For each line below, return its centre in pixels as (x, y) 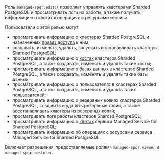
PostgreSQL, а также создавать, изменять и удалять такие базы (80, 74)
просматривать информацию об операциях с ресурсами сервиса (82, 132)
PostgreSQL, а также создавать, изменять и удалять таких (74, 90)
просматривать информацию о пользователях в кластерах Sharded (84, 84)
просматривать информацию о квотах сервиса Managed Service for (84, 121)
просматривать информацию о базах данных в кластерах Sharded (83, 69)
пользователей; (29, 95)
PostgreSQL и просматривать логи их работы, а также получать (73, 12)
